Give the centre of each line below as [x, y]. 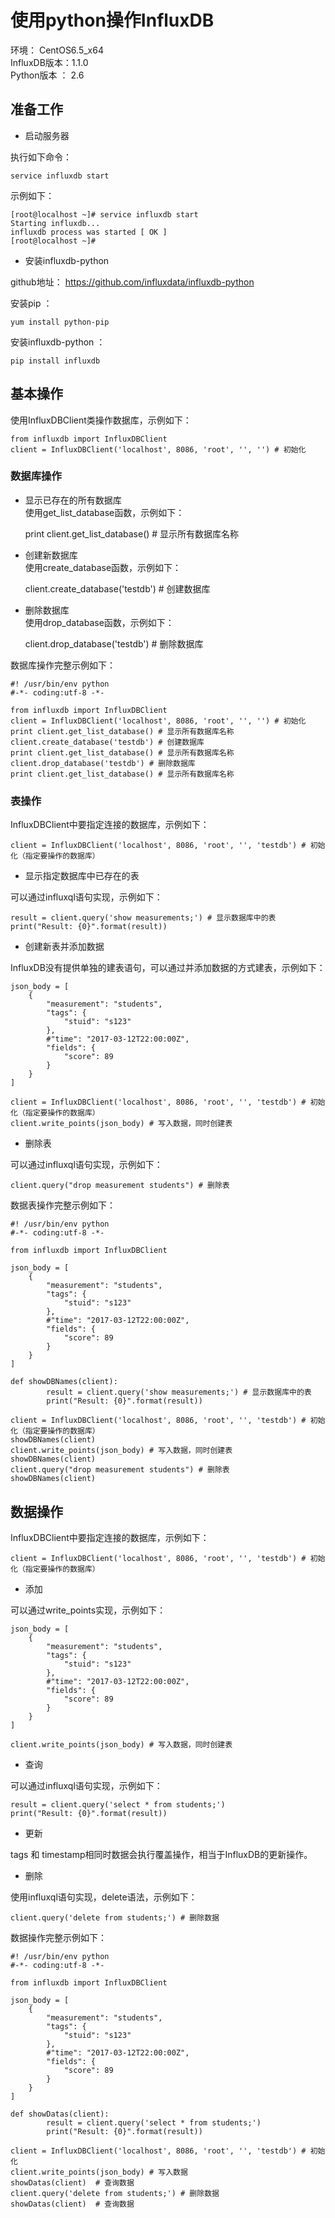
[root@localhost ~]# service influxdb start [104, 214]
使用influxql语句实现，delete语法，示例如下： [104, 1897]
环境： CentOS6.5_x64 [57, 50]
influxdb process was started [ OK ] [89, 232]
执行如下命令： [41, 157]
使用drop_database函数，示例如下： [99, 622]
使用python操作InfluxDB [112, 20]
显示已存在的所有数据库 [73, 500]
